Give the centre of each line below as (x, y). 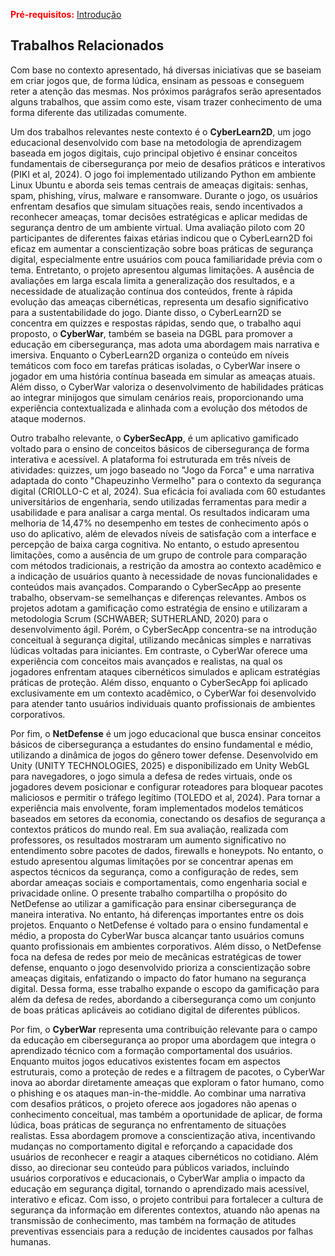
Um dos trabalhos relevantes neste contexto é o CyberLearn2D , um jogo (161, 131)
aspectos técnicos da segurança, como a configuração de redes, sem (154, 871)
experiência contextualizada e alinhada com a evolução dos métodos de (159, 408)
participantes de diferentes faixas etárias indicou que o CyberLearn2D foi (161, 238)
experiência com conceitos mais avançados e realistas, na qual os (146, 661)
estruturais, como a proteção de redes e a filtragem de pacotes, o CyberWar (168, 1071)
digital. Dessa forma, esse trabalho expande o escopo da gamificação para (165, 988)
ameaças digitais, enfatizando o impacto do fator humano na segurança (158, 978)
